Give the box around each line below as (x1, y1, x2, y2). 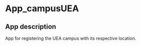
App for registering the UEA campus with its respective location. (5, 35, 137, 41)
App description (5, 23, 56, 31)
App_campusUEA (5, 3, 79, 14)
